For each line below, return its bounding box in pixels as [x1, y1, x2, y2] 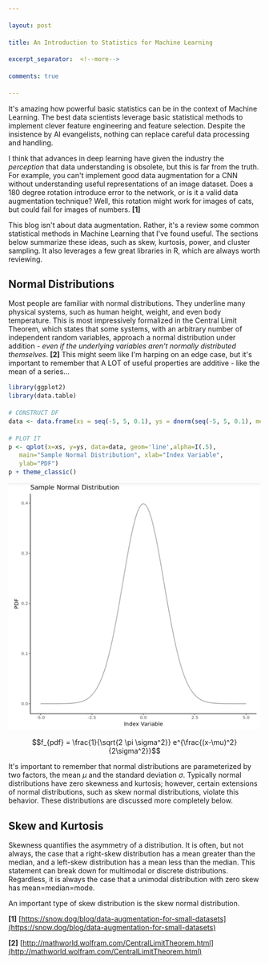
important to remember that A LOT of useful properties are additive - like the [8, 358, 260, 368]
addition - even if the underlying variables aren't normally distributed [8, 341, 236, 351]
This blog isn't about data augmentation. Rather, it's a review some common [8, 220, 259, 230]
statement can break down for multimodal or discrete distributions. [8, 866, 228, 876]
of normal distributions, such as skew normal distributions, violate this [8, 787, 239, 797]
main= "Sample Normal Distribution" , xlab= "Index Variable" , [18, 451, 224, 459]
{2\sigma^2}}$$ [107, 746, 162, 756]
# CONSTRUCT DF [8, 409, 59, 417]
